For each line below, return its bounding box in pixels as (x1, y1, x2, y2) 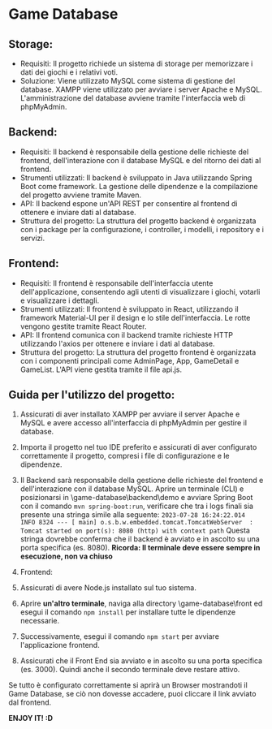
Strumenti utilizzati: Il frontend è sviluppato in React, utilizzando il (19, 304, 239, 313)
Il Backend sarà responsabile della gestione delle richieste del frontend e (19, 476, 264, 485)
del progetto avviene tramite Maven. (19, 190, 142, 200)
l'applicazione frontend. (19, 641, 100, 650)
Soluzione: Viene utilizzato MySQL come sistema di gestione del (19, 76, 235, 85)
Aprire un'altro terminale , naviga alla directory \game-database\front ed (19, 598, 263, 609)
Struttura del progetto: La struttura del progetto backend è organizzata (19, 216, 257, 226)
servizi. (19, 233, 45, 243)
